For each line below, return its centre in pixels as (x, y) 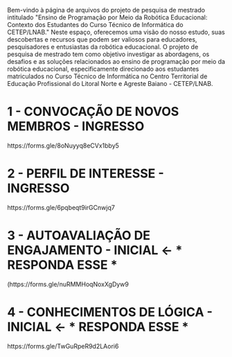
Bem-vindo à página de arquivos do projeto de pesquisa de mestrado (106, 10)
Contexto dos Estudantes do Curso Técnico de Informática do (95, 25)
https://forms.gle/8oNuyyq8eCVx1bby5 (63, 146)
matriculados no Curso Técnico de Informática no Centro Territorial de (107, 76)
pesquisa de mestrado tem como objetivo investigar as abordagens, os (108, 54)
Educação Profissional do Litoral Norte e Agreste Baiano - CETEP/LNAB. (110, 84)
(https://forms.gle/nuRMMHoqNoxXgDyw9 (68, 284)
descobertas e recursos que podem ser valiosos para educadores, (102, 40)
